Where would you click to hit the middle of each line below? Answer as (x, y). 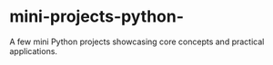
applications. (33, 51)
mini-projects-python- (97, 17)
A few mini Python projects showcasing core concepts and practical (137, 42)
